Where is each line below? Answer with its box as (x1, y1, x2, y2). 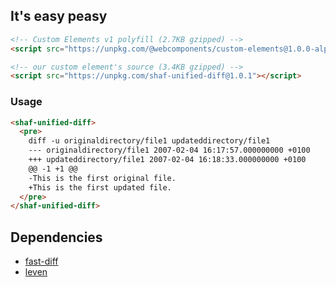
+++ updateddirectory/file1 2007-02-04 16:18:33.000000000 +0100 (28, 155, 307, 165)
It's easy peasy (10, 8, 108, 25)
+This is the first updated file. (28, 182, 172, 193)
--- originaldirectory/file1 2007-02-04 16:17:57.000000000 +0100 (28, 145, 311, 156)
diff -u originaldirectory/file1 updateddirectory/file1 (28, 136, 271, 146)
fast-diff (24, 255, 59, 268)
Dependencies (10, 229, 103, 246)
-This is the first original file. (28, 173, 177, 183)
